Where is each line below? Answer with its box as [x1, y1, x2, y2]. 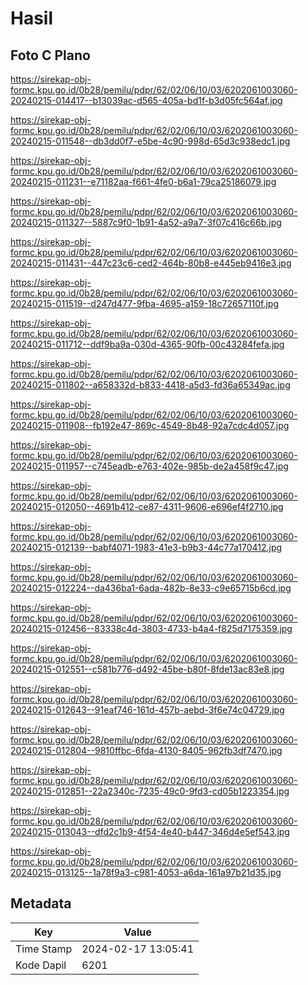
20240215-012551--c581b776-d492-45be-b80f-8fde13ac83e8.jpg [10, 663, 285, 675]
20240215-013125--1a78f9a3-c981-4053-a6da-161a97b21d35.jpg [10, 867, 282, 878]
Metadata [10, 895, 72, 912]
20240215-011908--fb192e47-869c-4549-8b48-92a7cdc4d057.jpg [10, 420, 290, 431]
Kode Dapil [15, 958, 67, 972]
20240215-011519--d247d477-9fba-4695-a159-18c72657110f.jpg [10, 298, 280, 309]
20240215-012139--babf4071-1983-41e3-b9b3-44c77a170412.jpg [10, 542, 283, 553]
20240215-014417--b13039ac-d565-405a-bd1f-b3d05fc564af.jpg [10, 95, 283, 106]
